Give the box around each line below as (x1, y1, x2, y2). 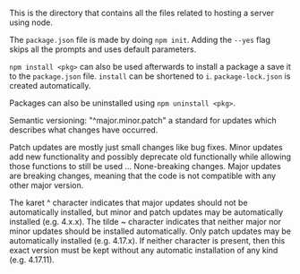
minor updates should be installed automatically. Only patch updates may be (9, 226, 291, 236)
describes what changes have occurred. (9, 124, 159, 135)
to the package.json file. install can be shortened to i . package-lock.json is (9, 71, 291, 81)
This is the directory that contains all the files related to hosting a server (9, 8, 275, 18)
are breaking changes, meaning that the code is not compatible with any (9, 170, 276, 181)
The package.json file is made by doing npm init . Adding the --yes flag (9, 35, 271, 45)
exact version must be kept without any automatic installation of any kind (9, 245, 279, 255)
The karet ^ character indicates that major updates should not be (9, 197, 248, 208)
